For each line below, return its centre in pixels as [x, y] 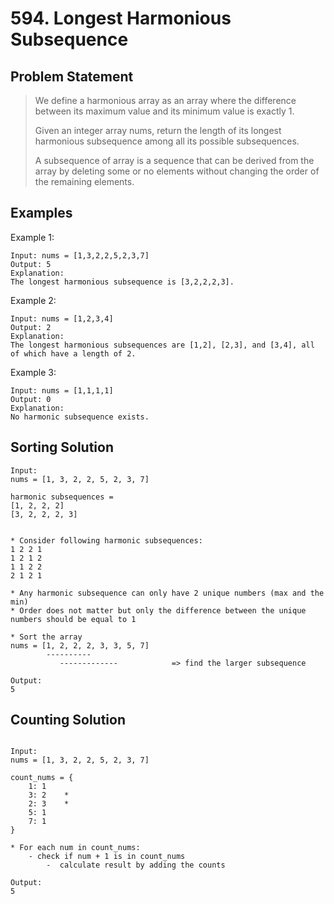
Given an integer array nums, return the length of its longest [158, 130]
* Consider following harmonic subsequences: [106, 540]
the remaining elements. [84, 181]
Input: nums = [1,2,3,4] [62, 318]
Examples [41, 213]
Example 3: [33, 372]
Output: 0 [31, 399]
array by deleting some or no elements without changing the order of [177, 171]
